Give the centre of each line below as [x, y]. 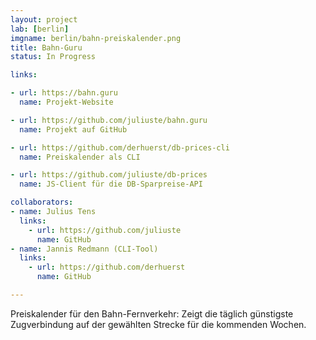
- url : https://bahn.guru [64, 93]
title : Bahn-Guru [46, 47]
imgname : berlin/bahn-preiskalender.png [96, 38]
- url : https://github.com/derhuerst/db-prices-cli [120, 147]
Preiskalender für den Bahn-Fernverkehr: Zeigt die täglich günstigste [152, 313]
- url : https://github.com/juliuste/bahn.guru [109, 120]
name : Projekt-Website [66, 102]
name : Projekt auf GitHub [73, 129]
